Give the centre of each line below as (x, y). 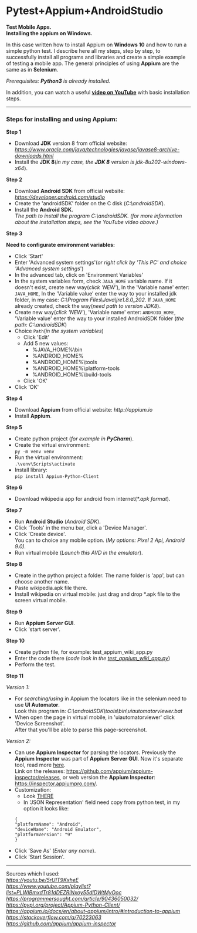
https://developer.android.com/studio (60, 197)
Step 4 (14, 398)
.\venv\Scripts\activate (45, 464)
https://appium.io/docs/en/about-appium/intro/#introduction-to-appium (93, 911)
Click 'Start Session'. (40, 857)
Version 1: (18, 687)
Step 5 (14, 428)
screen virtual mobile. (41, 600)
